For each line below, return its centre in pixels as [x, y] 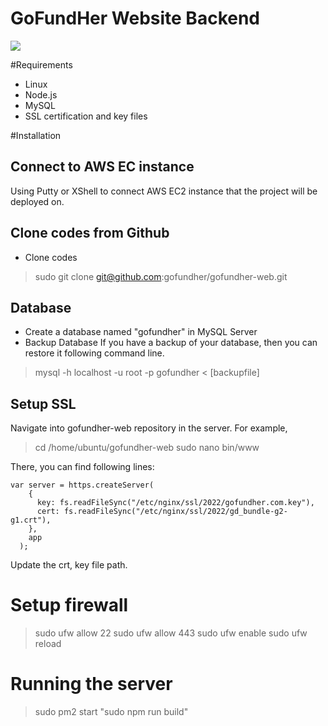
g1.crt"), [31, 520]
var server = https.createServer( [82, 485]
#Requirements [41, 64]
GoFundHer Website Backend [135, 18]
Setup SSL [43, 403]
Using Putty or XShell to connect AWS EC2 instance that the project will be [164, 191]
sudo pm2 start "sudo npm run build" [111, 712]
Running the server [91, 684]
